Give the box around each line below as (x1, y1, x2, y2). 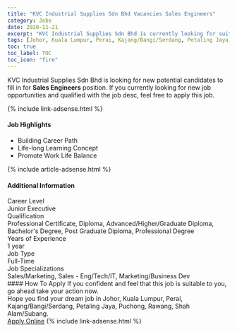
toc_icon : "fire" (7, 57, 59, 64)
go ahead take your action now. (7, 287, 99, 295)
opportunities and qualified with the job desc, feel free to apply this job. (7, 90, 215, 99)
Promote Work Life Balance (17, 151, 97, 160)
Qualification (7, 212, 44, 220)
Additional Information (7, 181, 75, 189)
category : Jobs (7, 17, 52, 24)
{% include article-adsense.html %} (7, 165, 111, 173)
